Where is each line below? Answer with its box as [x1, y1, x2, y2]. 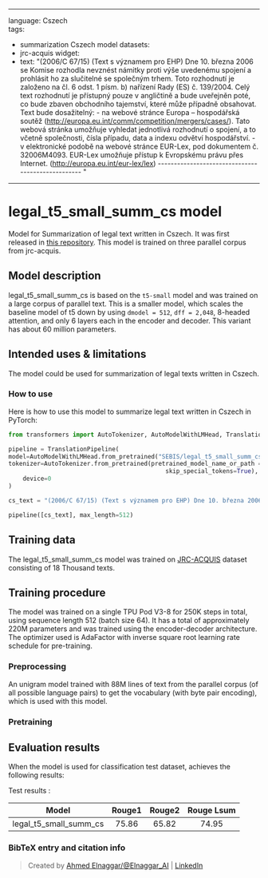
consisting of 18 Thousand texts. [8, 562, 116, 572]
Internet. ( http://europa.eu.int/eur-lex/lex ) [19, 159, 156, 168]
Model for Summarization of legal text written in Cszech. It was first [8, 228, 230, 238]
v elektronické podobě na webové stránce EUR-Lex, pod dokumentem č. [19, 141, 259, 151]
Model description [8, 269, 101, 283]
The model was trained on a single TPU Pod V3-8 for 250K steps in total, [8, 607, 248, 617]
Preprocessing [8, 661, 66, 672]
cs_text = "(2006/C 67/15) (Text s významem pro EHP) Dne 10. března [8, 496, 245, 504]
